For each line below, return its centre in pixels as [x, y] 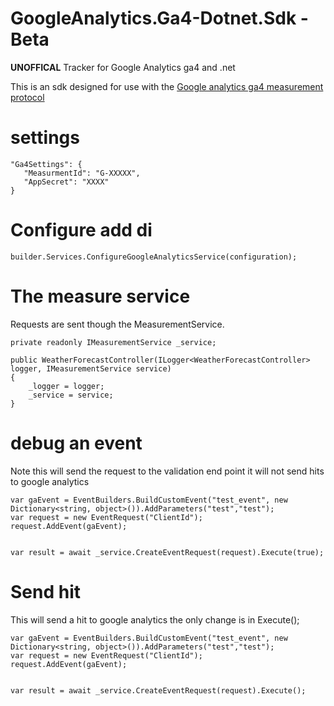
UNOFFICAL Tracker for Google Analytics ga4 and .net [123, 67]
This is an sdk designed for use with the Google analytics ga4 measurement [167, 86]
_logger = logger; [66, 386]
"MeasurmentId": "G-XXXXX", [82, 173]
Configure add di [81, 230]
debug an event [76, 443]
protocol [27, 97]
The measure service [100, 296]
